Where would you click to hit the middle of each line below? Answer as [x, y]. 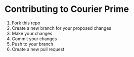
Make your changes [32, 33]
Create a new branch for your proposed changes [62, 28]
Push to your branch [33, 44]
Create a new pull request [38, 49]
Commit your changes [34, 39]
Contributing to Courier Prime [67, 9]
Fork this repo [26, 23]
